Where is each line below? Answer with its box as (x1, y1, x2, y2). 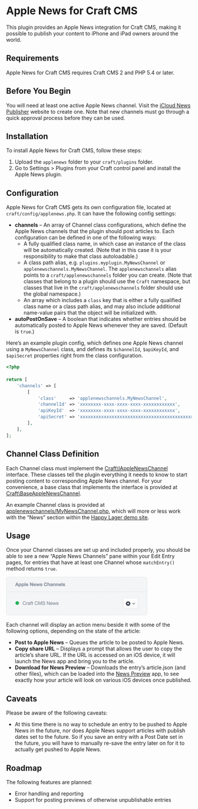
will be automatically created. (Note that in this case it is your (23, 247, 172, 254)
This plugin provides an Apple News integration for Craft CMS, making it (6, 24, 181, 31)
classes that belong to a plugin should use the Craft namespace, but (23, 278, 190, 285)
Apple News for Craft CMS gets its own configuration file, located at (6, 204, 171, 211)
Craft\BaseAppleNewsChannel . (6, 490, 81, 497)
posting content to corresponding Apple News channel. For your (6, 477, 163, 484)
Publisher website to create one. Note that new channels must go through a (6, 108, 190, 115)
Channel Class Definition (6, 449, 100, 459)
